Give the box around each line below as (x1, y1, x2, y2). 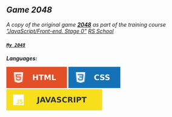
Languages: (6, 55, 38, 62)
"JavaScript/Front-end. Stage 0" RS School (6, 27, 114, 35)
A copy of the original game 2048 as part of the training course (6, 21, 167, 28)
